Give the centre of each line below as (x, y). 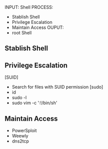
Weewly (20, 136)
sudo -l (19, 98)
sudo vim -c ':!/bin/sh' (35, 103)
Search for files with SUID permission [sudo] (57, 87)
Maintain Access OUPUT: (38, 27)
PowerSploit (24, 131)
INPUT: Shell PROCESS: (29, 7)
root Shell (22, 33)
